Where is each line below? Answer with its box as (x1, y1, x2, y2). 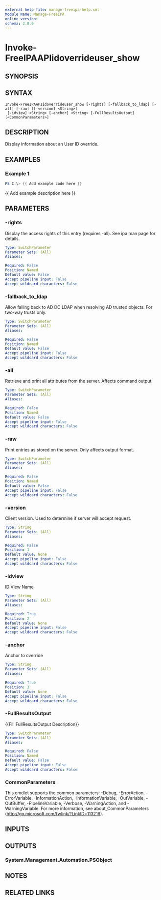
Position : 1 (5, 547, 29, 552)
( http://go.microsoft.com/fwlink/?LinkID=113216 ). (5, 811, 104, 817)
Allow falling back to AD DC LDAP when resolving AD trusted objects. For (5, 304, 153, 310)
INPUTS (5, 825, 29, 834)
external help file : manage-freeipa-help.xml (5, 7, 99, 12)
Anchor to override (5, 653, 43, 659)
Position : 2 (5, 616, 29, 621)
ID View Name (5, 584, 34, 590)
